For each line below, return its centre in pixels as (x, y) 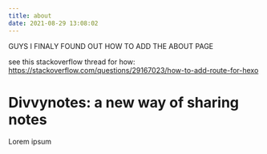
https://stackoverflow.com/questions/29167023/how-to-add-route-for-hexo (133, 70)
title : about (30, 16)
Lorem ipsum (30, 142)
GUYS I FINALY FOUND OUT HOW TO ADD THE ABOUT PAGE (111, 46)
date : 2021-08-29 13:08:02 (53, 23)
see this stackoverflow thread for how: (72, 62)
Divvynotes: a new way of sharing (123, 102)
